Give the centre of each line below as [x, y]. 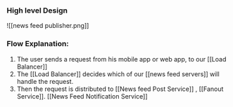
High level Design [37, 10]
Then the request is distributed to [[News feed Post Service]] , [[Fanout [120, 89]
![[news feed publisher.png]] [48, 26]
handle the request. [45, 81]
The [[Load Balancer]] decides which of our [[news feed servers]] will [118, 74]
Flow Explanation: [38, 44]
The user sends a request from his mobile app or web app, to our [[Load [121, 59]
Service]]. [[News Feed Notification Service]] [82, 96]
